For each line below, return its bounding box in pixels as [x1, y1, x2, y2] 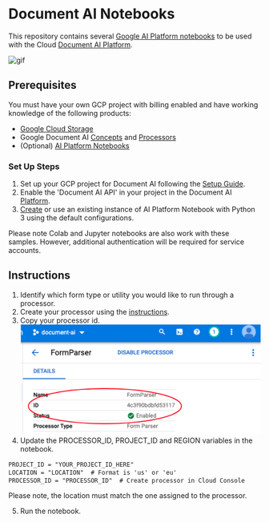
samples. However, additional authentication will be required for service [8, 237, 245, 247]
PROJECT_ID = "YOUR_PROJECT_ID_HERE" [8, 461, 134, 469]
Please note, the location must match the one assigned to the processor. [8, 491, 247, 500]
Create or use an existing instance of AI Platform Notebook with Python [19, 205, 256, 215]
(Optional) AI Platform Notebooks [19, 141, 130, 151]
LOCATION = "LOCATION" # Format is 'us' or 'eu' [8, 469, 178, 477]
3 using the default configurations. [19, 213, 134, 223]
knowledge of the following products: [8, 108, 132, 118]
